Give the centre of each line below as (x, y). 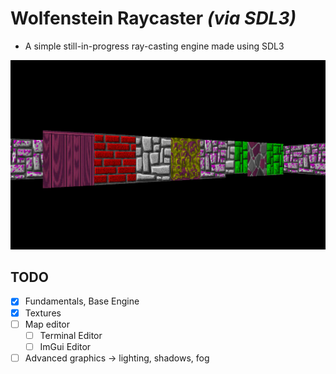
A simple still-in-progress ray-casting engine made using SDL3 (154, 46)
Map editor (47, 324)
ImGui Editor (65, 346)
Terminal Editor (71, 335)
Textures (43, 313)
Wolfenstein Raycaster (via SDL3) (153, 18)
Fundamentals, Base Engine (82, 301)
